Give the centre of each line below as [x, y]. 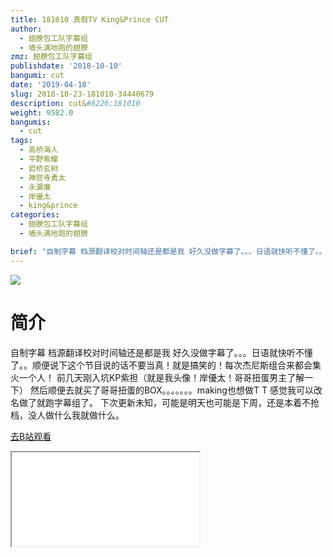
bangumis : [31, 122]
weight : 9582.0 [42, 112]
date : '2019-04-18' [51, 85]
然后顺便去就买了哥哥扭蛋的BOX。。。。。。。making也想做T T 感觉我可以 [171, 390]
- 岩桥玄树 [39, 168]
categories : [35, 215]
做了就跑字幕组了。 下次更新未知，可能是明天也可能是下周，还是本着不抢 [169, 402]
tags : [21, 141]
